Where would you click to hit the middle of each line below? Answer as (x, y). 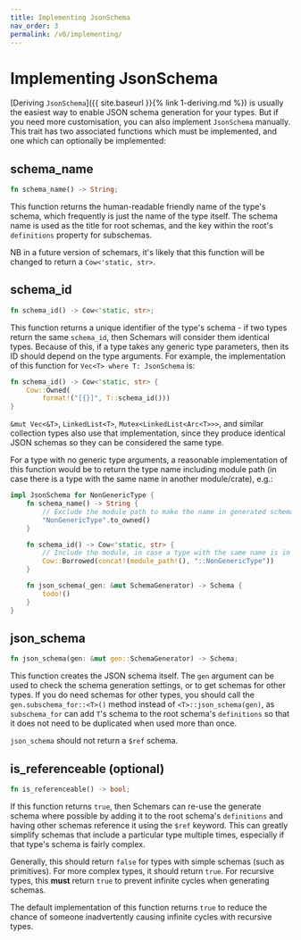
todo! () (56, 594)
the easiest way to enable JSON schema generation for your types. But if (145, 112)
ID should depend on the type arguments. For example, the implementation (148, 356)
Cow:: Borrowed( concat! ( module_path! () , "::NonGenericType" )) (159, 562)
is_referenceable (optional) (87, 769)
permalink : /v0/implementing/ (67, 34)
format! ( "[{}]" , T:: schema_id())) (106, 398)
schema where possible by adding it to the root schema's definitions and (147, 815)
